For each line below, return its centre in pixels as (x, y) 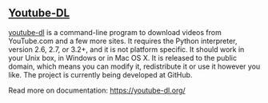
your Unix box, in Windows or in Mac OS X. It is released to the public (123, 57)
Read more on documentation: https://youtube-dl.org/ (97, 90)
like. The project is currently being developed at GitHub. (100, 74)
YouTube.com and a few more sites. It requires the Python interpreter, (123, 41)
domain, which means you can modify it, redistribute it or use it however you (134, 66)
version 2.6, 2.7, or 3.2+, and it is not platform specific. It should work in (126, 49)
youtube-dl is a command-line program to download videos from (115, 32)
